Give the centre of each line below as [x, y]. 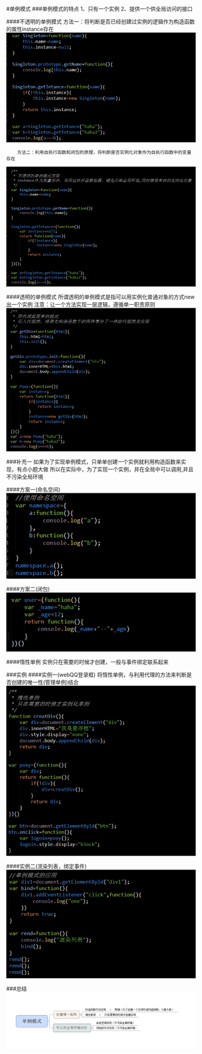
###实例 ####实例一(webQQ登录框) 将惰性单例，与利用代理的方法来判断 [96, 674]
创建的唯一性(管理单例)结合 [45, 682]
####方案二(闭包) [28, 589]
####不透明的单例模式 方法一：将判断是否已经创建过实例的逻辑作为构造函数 [101, 22]
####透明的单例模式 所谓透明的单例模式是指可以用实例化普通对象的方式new [101, 297]
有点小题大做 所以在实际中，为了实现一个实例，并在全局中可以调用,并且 [105, 469]
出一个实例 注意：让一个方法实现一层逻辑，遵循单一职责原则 [81, 304]
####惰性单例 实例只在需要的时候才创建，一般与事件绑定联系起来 [87, 662]
